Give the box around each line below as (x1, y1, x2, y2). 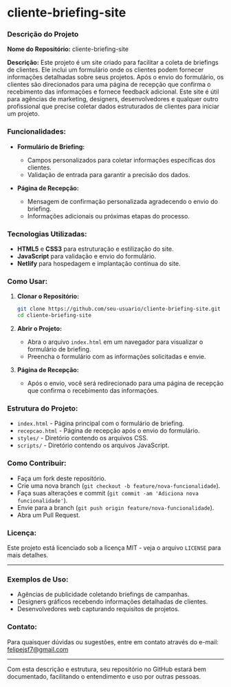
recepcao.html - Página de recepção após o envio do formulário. (16, 427, 200, 435)
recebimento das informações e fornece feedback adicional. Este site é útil (7, 88, 219, 96)
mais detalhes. (7, 551, 49, 560)
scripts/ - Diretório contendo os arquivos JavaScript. (16, 441, 170, 449)
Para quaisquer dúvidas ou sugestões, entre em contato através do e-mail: (7, 637, 219, 646)
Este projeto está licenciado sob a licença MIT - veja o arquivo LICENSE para (7, 544, 221, 552)
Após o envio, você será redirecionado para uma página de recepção (27, 379, 224, 387)
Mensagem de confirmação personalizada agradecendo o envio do (27, 197, 219, 205)
